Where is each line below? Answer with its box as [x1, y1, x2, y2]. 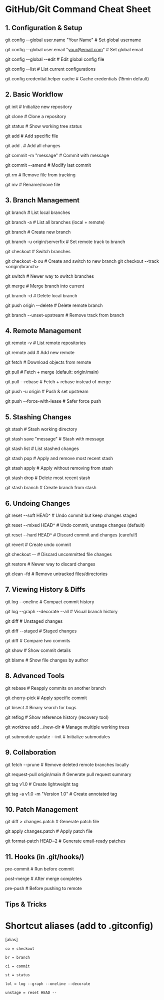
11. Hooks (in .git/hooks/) [5, 852, 84, 861]
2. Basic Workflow [5, 90, 63, 99]
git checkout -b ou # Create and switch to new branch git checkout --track [5, 258, 159, 264]
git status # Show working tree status [5, 123, 82, 129]
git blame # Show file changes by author [5, 657, 88, 663]
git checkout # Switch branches [5, 248, 71, 254]
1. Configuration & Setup [5, 24, 82, 32]
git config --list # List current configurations [5, 66, 96, 72]
